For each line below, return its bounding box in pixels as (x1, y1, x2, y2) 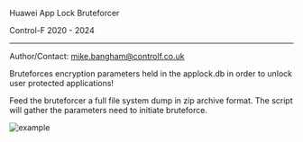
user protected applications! (9, 78, 115, 88)
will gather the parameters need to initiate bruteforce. (9, 105, 207, 115)
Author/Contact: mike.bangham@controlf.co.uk (9, 51, 185, 61)
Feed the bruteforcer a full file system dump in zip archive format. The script (9, 95, 293, 106)
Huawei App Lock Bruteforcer (9, 8, 120, 18)
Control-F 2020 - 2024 (9, 25, 95, 35)
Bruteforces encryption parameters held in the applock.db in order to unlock (9, 68, 293, 79)
